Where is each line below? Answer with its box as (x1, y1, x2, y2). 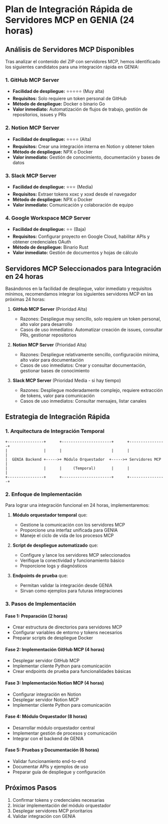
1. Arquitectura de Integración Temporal (5, 428, 105, 435)
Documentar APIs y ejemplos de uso (12, 763, 88, 769)
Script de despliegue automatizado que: (12, 542, 98, 548)
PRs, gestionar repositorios (20, 332, 77, 338)
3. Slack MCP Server (5, 172, 57, 179)
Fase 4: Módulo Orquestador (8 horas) (5, 713, 87, 719)
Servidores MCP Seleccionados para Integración (5, 264, 161, 273)
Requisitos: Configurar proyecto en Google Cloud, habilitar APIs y (12, 233, 150, 239)
